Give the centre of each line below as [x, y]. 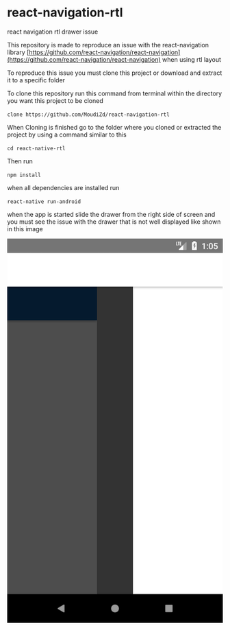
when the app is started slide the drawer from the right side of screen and [111, 214]
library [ [18, 52]
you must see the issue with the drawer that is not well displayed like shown [114, 222]
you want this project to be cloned [55, 100]
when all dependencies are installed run [63, 187]
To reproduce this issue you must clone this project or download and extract [115, 73]
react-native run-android [44, 201]
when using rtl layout [191, 59]
